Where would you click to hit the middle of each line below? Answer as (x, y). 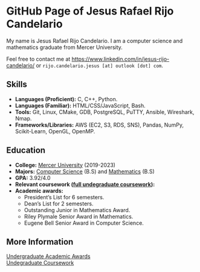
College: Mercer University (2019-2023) (65, 165)
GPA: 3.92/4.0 (33, 177)
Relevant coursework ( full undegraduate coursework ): (85, 184)
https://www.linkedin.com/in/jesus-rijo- (121, 59)
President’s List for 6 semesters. (64, 197)
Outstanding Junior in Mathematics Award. (77, 210)
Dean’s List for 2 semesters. (59, 204)
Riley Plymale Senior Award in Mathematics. (79, 216)
